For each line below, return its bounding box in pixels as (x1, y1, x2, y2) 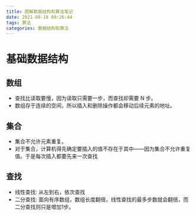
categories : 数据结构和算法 (6, 25, 69, 31)
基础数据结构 (6, 53, 69, 66)
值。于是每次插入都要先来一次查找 (14, 153, 98, 160)
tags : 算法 (6, 20, 31, 25)
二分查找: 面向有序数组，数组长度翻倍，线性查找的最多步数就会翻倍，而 (14, 196, 189, 203)
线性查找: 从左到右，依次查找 (14, 188, 86, 195)
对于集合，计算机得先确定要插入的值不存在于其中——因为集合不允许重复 (14, 146, 191, 153)
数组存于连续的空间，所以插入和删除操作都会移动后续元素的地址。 (14, 102, 175, 109)
